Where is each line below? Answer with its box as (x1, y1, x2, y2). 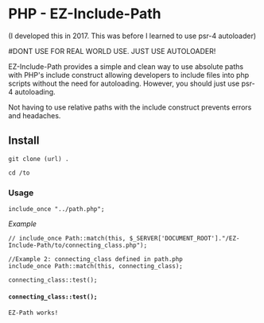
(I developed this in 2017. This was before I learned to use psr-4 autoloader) (8, 31, 257, 40)
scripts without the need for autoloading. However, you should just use (8, 79, 240, 88)
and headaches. (8, 110, 61, 120)
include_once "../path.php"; (8, 206, 105, 213)
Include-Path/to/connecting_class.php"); (8, 241, 148, 250)
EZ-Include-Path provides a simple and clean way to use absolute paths (8, 61, 244, 71)
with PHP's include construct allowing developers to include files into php (8, 70, 250, 79)
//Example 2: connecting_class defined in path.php (8, 256, 183, 263)
